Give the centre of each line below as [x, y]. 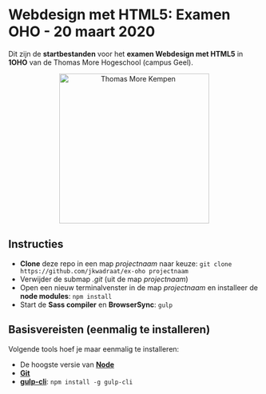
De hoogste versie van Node [67, 364]
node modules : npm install [66, 296]
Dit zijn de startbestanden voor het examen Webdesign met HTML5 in [126, 54]
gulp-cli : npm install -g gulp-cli [76, 381]
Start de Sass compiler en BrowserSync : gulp [96, 304]
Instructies [36, 244]
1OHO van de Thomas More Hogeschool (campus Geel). [101, 62]
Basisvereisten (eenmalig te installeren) [109, 330]
